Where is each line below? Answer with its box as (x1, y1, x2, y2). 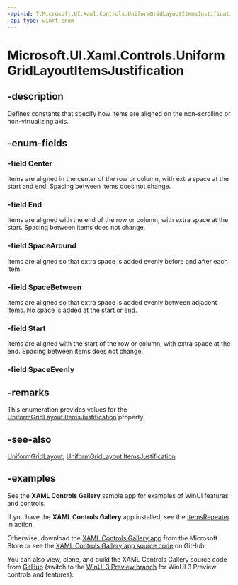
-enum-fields (7, 137, 67, 149)
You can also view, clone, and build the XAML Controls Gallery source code (7, 555, 227, 563)
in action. (7, 520, 35, 528)
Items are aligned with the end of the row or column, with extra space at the (7, 216, 229, 224)
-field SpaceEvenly (7, 365, 74, 375)
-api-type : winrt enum (7, 17, 74, 24)
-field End (7, 199, 42, 209)
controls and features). (7, 570, 74, 579)
